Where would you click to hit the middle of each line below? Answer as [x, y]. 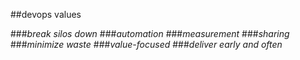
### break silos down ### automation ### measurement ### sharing [150, 33]
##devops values [46, 14]
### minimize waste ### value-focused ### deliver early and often [146, 44]
